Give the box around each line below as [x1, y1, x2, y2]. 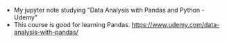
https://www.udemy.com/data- [131, 21, 220, 28]
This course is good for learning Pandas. [13, 21, 131, 28]
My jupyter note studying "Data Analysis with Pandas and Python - [13, 6, 205, 14]
